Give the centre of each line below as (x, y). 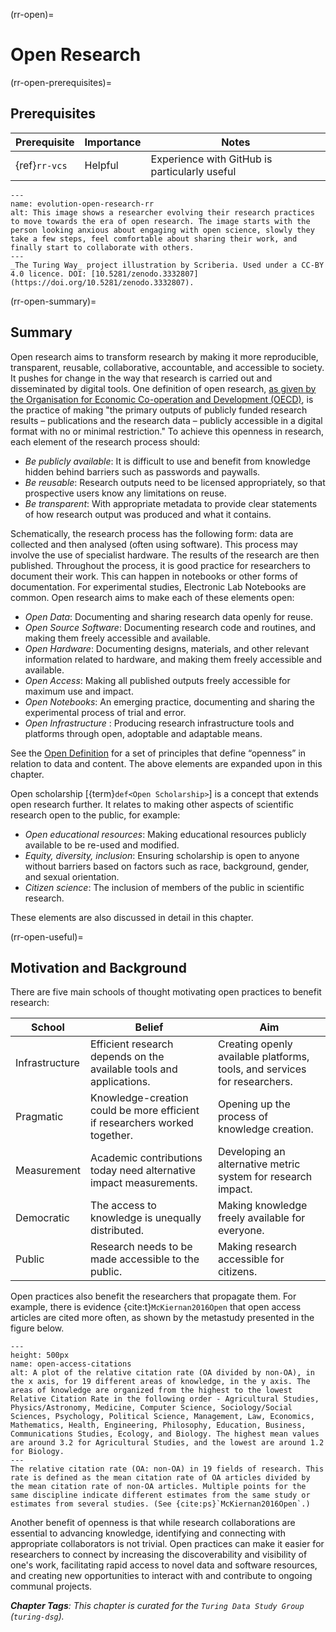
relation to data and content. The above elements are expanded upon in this (166, 763)
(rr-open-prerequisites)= (61, 82)
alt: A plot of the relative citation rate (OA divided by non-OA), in (162, 1373)
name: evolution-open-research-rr (82, 204)
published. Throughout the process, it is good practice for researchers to (160, 565)
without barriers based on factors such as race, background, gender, (167, 866)
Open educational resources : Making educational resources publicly (165, 834)
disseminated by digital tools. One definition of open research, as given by (163, 388)
